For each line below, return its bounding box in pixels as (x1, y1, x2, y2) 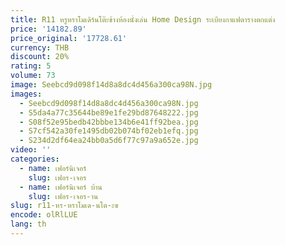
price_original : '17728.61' (10, 33, 128, 43)
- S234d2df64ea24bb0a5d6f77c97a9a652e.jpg (19, 136, 199, 146)
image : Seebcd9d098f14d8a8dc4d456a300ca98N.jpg (10, 80, 213, 90)
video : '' (10, 145, 52, 155)
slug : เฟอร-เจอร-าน (28, 191, 99, 201)
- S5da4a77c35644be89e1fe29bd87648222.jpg (19, 107, 199, 118)
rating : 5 (10, 61, 52, 71)
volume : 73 (10, 71, 56, 81)
